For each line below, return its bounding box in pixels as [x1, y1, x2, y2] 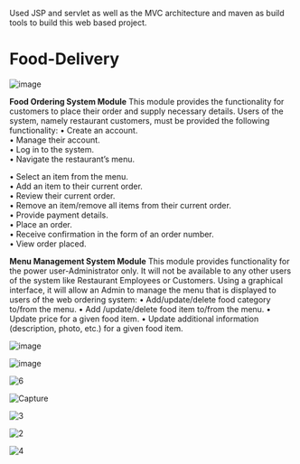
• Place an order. [9, 218, 72, 229]
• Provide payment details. [9, 209, 108, 220]
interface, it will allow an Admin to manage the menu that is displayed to [9, 284, 277, 295]
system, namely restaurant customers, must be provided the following [9, 115, 270, 125]
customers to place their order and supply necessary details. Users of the [9, 106, 284, 116]
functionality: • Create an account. [9, 125, 138, 135]
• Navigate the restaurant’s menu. [9, 153, 136, 164]
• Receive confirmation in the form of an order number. [9, 228, 214, 239]
